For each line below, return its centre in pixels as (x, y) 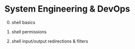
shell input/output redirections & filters (50, 41)
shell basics (23, 22)
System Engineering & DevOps (67, 9)
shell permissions (29, 32)
